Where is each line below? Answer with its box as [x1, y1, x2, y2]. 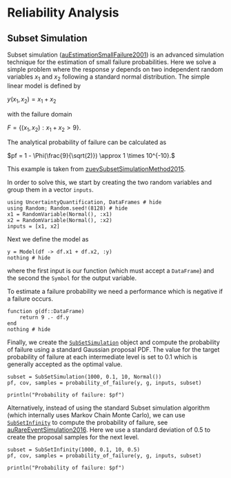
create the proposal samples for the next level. [7, 433, 139, 441]
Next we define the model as [7, 235, 89, 243]
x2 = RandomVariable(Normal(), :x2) [7, 217, 112, 224]
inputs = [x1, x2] [7, 223, 60, 230]
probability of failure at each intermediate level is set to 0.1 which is [7, 353, 198, 361]
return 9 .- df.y [19, 314, 70, 321]
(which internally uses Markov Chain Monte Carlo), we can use [7, 411, 185, 419]
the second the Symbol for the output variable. [7, 274, 137, 282]
